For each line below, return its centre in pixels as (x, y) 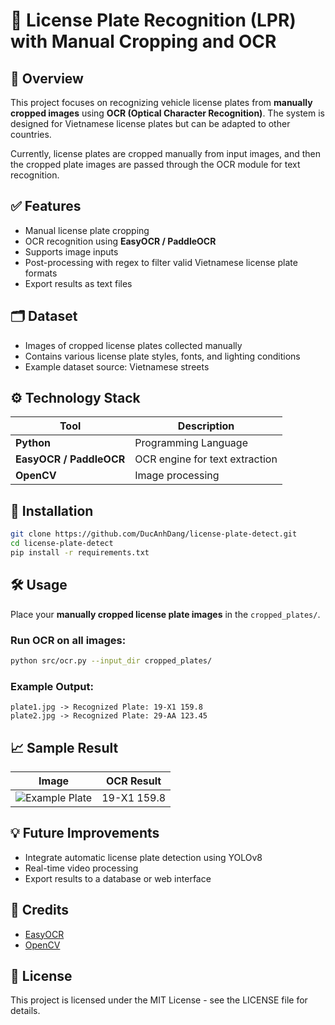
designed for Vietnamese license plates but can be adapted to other (150, 123)
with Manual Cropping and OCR (143, 41)
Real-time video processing (81, 868)
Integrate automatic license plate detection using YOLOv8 (143, 857)
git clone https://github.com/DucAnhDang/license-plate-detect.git (154, 534)
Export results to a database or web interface (118, 878)
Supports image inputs (71, 251)
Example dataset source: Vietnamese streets (117, 366)
